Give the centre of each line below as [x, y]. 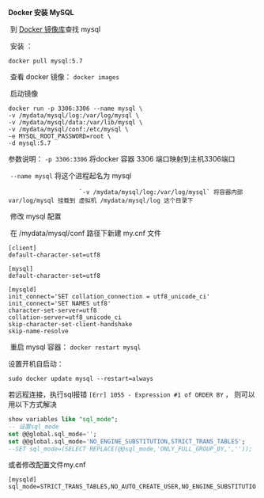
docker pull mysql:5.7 [45, 61]
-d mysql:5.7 [30, 143]
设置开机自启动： [36, 364]
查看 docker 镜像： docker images [65, 77]
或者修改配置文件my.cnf [47, 465]
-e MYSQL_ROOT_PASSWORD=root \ [60, 136]
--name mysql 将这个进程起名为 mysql [71, 176]
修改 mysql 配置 [36, 216]
